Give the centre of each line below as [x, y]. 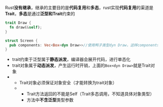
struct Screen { [21, 41]
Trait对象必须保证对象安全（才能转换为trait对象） [68, 83]
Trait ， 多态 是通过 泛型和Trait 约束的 [40, 14]
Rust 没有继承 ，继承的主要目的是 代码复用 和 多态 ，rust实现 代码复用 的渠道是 [79, 8]
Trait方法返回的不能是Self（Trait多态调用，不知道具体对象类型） [90, 94]
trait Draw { [18, 23]
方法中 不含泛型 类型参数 [50, 100]
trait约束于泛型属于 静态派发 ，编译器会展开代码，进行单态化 [71, 60]
